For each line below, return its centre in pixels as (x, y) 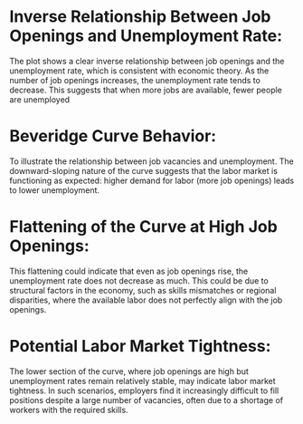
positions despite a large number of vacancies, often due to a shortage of (146, 400)
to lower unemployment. (55, 190)
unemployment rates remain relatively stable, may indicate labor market (142, 381)
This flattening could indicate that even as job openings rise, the (129, 271)
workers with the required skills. (69, 410)
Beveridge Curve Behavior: (113, 136)
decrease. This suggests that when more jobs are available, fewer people (146, 90)
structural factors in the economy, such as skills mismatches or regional (143, 290)
